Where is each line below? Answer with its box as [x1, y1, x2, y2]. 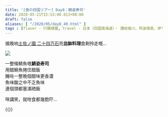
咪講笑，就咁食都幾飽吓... [5, 96, 57, 102]
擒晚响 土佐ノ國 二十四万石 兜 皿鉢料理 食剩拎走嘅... [5, 41, 107, 47]
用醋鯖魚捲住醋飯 [5, 67, 40, 73]
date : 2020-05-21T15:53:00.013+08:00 [5, 12, 84, 17]
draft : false [5, 17, 32, 22]
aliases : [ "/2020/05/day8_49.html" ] [5, 21, 86, 27]
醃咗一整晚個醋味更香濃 [5, 73, 53, 79]
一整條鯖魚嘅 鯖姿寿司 [5, 61, 49, 67]
